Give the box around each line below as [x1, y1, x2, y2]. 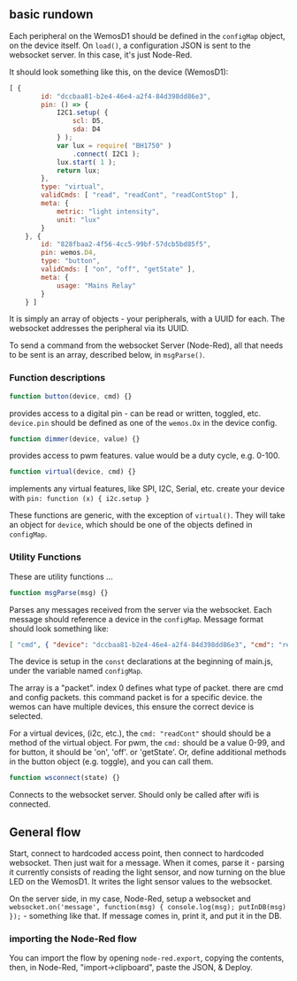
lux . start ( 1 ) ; [56, 158, 117, 166]
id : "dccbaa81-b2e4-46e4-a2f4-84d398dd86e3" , [41, 92, 212, 101]
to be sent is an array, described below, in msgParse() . [9, 350, 206, 360]
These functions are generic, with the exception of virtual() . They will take [9, 510, 286, 521]
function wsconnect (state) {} [9, 774, 121, 783]
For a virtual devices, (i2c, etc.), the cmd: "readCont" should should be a [9, 728, 271, 738]
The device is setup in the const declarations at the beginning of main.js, [9, 656, 274, 667]
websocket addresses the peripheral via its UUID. [9, 323, 189, 334]
